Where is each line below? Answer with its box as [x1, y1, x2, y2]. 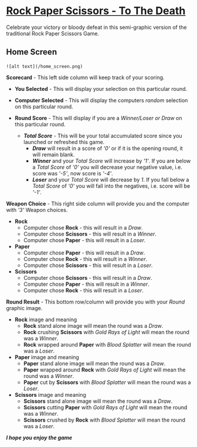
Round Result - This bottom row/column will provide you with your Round [6, 298, 185, 305]
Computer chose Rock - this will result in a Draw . [23, 224, 143, 231]
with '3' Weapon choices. [6, 206, 68, 213]
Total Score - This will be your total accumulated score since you [23, 132, 183, 139]
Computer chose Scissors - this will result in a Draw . [23, 274, 152, 281]
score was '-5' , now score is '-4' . [32, 169, 113, 177]
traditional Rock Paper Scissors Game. [6, 30, 99, 37]
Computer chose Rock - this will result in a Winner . [23, 255, 147, 262]
